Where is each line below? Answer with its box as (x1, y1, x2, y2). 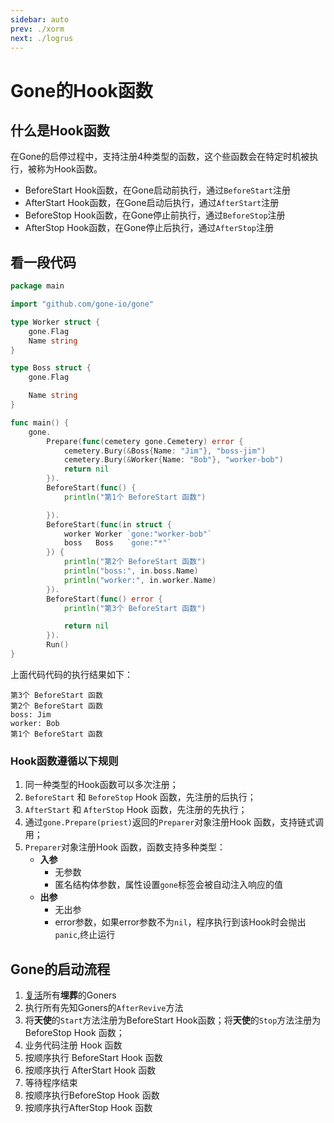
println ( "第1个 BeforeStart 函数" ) (63, 492, 207, 502)
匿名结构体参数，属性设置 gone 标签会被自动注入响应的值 (54, 879, 284, 891)
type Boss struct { (10, 363, 92, 373)
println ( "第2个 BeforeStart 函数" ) (63, 557, 207, 567)
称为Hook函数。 (36, 163, 103, 175)
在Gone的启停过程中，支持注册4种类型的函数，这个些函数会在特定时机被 (10, 151, 310, 163)
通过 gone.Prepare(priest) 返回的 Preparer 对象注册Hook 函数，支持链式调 (24, 816, 325, 828)
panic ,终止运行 (54, 929, 116, 941)
